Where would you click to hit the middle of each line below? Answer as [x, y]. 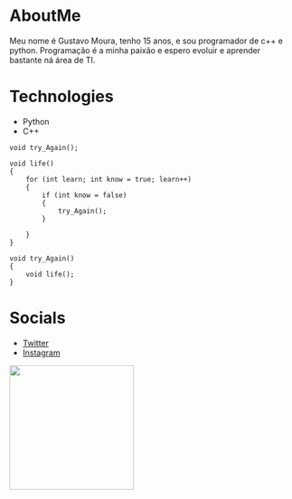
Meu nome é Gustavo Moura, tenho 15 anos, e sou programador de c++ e [146, 41]
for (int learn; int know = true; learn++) [109, 179]
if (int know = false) [85, 195]
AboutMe [45, 16]
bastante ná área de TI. [52, 60]
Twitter [36, 343]
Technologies [62, 97]
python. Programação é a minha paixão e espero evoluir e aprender [135, 50]
